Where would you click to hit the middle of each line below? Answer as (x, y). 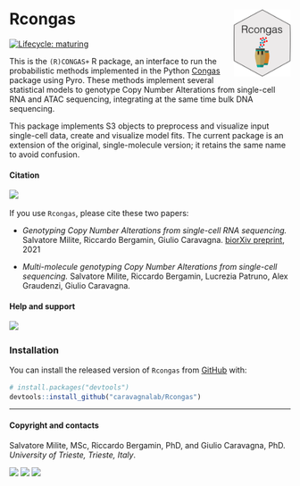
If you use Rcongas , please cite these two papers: (99, 214)
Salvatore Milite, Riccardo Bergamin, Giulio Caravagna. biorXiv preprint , (154, 240)
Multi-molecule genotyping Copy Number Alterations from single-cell (150, 267)
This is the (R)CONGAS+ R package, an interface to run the (113, 61)
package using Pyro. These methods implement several (112, 80)
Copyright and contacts (54, 425)
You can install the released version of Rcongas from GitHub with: (128, 370)
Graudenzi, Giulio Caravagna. (76, 286)
